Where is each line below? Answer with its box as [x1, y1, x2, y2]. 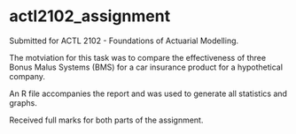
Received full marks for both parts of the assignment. [9, 115, 204, 125]
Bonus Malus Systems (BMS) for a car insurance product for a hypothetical [9, 62, 284, 72]
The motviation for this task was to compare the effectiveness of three [9, 52, 267, 63]
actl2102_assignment [9, 6, 171, 26]
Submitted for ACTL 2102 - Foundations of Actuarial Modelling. [9, 35, 239, 46]
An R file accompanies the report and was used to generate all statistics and [9, 88, 288, 99]
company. [9, 71, 46, 81]
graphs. [9, 97, 37, 108]
